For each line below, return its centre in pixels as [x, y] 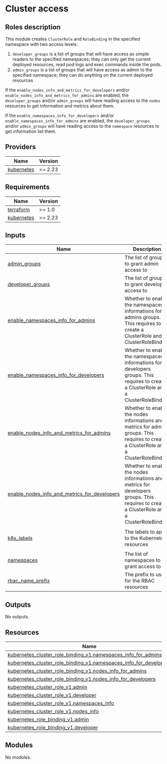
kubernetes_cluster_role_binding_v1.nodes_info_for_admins [77, 671]
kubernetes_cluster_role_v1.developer [52, 695]
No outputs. [17, 617]
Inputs [15, 235]
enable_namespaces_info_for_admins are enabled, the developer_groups [78, 121]
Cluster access [37, 9]
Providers [21, 147]
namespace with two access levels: [42, 44]
